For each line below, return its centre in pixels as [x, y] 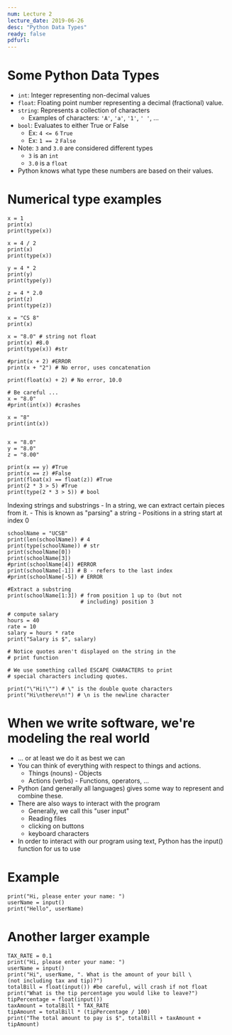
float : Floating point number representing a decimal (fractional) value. [121, 103]
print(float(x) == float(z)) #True [60, 480]
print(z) [20, 299]
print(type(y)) [30, 281]
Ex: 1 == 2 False [52, 141]
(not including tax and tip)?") [55, 981]
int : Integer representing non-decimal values [84, 95]
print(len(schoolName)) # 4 [49, 540]
